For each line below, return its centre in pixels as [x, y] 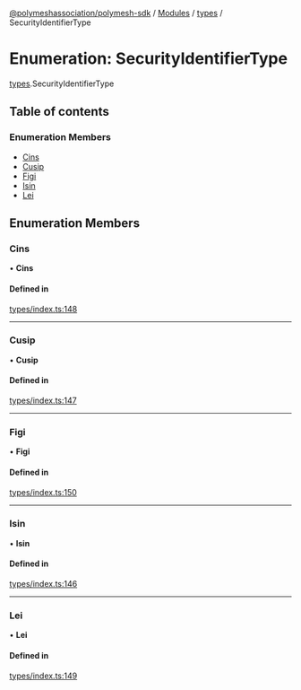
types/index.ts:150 [43, 492]
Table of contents [59, 112]
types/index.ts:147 [43, 401]
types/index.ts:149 [43, 676]
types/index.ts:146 [43, 584]
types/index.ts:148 [43, 309]
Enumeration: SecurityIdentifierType [149, 59]
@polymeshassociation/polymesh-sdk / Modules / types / [116, 13]
